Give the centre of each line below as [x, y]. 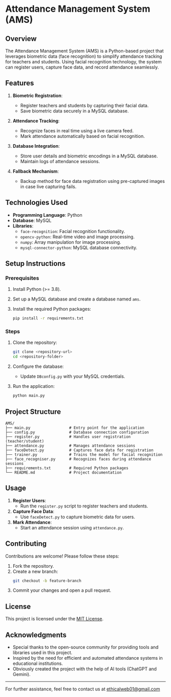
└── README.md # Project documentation [64, 472]
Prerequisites [22, 278]
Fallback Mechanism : [36, 171]
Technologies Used [36, 203]
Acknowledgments [36, 635]
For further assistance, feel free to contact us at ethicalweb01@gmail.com [83, 689]
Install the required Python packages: [52, 309]
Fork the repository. [33, 566]
